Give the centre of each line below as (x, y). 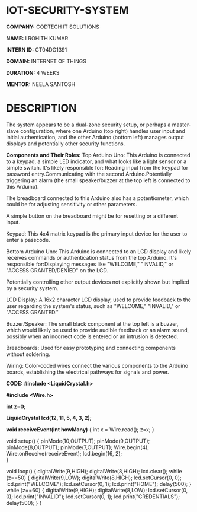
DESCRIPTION (41, 108)
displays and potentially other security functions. (66, 144)
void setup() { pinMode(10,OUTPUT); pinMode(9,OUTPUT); (78, 441)
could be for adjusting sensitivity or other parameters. (72, 204)
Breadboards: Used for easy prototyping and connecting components (91, 348)
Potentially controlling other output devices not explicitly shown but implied (98, 282)
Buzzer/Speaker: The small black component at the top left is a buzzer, (92, 323)
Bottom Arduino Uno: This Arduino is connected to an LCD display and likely (98, 251)
